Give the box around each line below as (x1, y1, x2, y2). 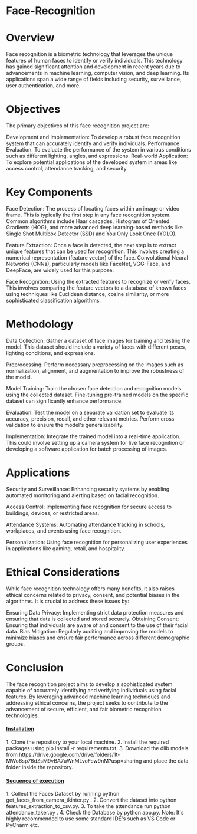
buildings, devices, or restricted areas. (6, 509, 100, 517)
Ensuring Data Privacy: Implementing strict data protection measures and (6, 609, 184, 616)
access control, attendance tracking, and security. (6, 165, 128, 172)
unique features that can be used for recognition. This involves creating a (6, 248, 185, 255)
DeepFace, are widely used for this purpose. (6, 267, 114, 274)
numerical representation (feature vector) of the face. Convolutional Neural (6, 254, 189, 261)
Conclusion (6, 661, 64, 674)
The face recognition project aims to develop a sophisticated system (6, 680, 173, 688)
